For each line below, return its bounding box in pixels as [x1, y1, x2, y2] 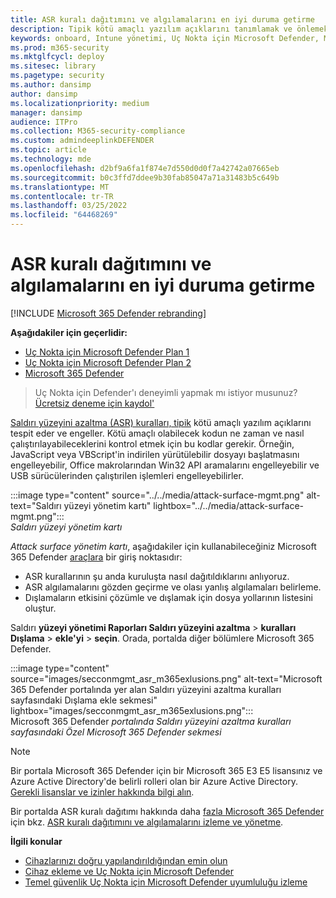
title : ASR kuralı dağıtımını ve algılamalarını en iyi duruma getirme [10, 14, 315, 25]
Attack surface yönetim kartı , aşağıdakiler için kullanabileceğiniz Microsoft [10, 540, 317, 552]
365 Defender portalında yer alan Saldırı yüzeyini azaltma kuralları [10, 683, 282, 695]
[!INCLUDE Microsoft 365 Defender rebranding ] [10, 307, 207, 319]
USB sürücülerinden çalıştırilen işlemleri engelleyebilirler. [10, 469, 244, 481]
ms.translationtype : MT [10, 182, 110, 192]
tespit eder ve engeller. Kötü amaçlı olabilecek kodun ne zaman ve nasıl [10, 427, 305, 439]
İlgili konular [10, 835, 63, 847]
